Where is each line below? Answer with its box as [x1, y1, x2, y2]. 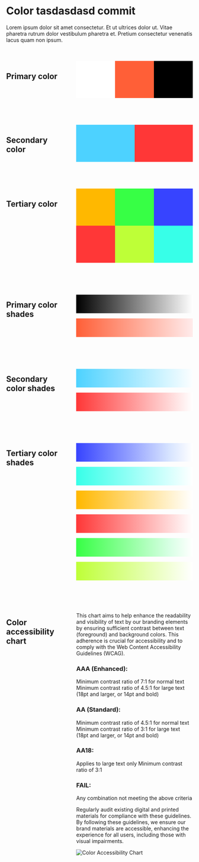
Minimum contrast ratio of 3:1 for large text [76, 725, 181, 733]
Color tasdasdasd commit [6, 4, 136, 18]
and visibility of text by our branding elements [76, 618, 188, 625]
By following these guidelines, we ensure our [76, 819, 186, 826]
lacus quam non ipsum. [6, 36, 63, 43]
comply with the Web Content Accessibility [76, 643, 181, 651]
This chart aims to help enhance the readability [76, 611, 191, 619]
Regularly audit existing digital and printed [76, 806, 179, 813]
